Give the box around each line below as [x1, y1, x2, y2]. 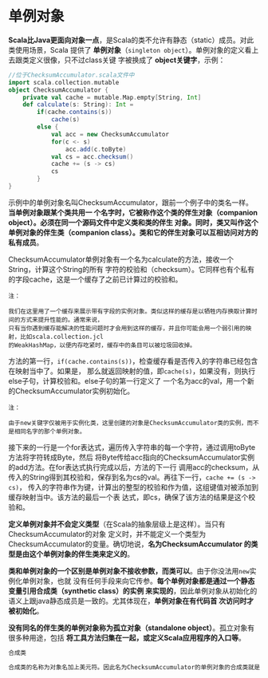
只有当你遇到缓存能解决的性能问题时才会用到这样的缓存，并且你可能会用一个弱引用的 [8, 324, 246, 332]
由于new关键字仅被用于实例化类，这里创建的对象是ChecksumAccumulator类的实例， [8, 419, 247, 427]
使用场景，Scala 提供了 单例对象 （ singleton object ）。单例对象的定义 [14, 45, 245, 54]
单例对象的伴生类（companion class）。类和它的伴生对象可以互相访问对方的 [8, 227, 258, 237]
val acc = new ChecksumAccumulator [50, 130, 170, 138]
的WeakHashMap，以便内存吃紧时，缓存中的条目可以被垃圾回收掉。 [8, 341, 197, 349]
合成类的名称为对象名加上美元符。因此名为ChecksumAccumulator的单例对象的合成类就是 [8, 663, 261, 671]
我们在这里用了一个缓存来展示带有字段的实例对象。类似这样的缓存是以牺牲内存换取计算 [8, 307, 252, 315]
